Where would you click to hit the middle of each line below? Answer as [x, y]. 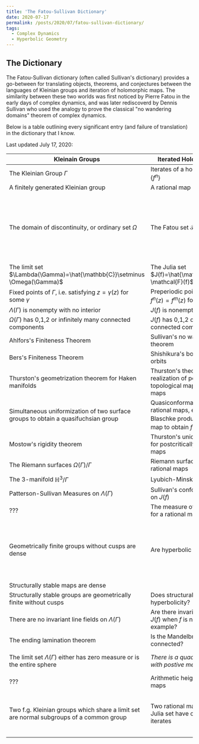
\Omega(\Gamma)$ [36, 282]
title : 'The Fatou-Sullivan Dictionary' [57, 12]
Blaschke [163, 419]
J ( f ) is [159, 310]
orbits [158, 361]
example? [164, 627]
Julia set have [170, 713]
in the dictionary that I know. [41, 133]
